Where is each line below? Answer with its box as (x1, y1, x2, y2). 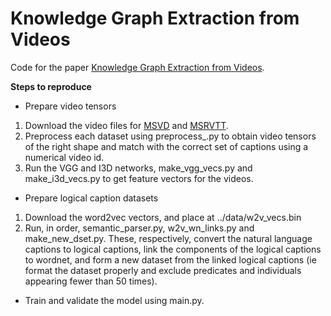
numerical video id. (24, 151, 105, 163)
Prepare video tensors (24, 100, 117, 112)
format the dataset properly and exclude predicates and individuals (24, 264, 302, 276)
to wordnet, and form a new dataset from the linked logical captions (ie (24, 253, 317, 266)
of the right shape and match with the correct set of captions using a (24, 140, 309, 152)
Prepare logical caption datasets (24, 192, 159, 204)
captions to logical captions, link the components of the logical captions (24, 243, 322, 255)
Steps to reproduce (10, 80, 92, 92)
